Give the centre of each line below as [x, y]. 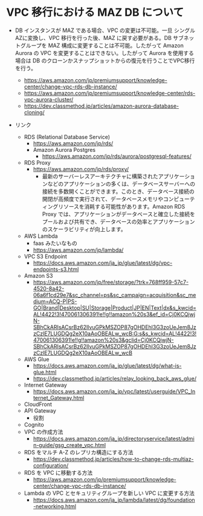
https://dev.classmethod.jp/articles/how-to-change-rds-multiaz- [114, 459]
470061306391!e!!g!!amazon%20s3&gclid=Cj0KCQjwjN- [103, 340]
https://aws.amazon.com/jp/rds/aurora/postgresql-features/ [117, 156]
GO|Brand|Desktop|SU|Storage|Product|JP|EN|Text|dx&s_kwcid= [114, 308]
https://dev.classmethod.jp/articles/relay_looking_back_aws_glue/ [115, 378]
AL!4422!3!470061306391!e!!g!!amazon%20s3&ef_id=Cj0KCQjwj [114, 314]
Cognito [34, 425]
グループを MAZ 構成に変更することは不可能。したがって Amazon [102, 45]
